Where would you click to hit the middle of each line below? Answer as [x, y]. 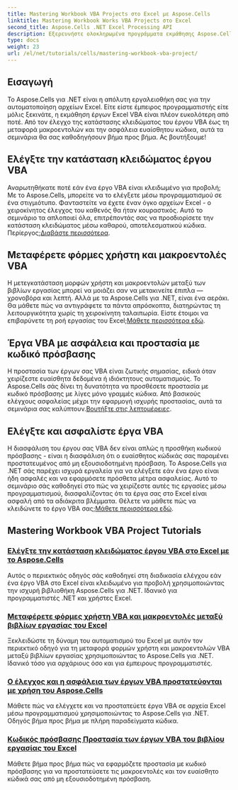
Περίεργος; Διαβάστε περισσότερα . [59, 233]
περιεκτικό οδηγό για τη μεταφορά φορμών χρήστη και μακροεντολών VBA [119, 648]
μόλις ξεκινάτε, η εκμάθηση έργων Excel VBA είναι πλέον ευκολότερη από [118, 114]
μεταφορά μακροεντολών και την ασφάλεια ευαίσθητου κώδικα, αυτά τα [115, 129]
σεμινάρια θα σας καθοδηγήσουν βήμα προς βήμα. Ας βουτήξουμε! [107, 137]
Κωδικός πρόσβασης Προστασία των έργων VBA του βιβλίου [116, 740]
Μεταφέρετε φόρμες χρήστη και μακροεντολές [117, 255]
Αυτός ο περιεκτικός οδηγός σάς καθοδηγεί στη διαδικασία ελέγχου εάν [114, 575]
